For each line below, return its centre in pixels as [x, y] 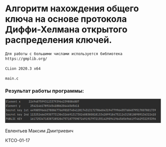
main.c [12, 78]
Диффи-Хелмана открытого [66, 30]
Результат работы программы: [45, 91]
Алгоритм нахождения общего [72, 9]
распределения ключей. [59, 40]
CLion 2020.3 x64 [23, 69]
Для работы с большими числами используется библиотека [64, 54]
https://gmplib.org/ [26, 59]
